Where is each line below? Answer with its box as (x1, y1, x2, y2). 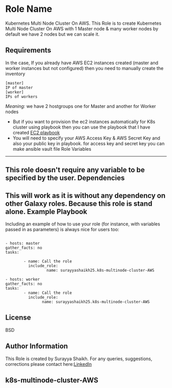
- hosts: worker (5, 276, 40, 282)
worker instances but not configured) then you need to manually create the (5, 65, 164, 71)
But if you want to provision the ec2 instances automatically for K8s (12, 118, 156, 125)
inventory (5, 70, 26, 77)
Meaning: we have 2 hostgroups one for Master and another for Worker (5, 103, 156, 109)
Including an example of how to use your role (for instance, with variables (5, 221, 160, 227)
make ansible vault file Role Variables (12, 146, 92, 152)
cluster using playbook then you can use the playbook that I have (12, 124, 150, 130)
